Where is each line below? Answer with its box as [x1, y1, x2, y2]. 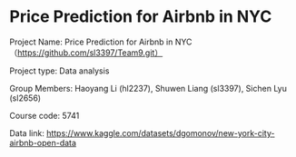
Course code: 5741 [9, 110, 80, 121]
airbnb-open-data [9, 137, 77, 148]
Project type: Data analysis [9, 65, 110, 76]
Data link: [9, 127, 45, 138]
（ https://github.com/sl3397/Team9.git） [9, 47, 163, 58]
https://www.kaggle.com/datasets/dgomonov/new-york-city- [46, 127, 275, 138]
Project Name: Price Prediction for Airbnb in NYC [9, 36, 192, 47]
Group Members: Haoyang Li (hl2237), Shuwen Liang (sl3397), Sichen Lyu [9, 83, 288, 93]
